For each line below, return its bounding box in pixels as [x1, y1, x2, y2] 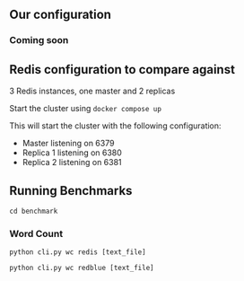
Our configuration [9, 7, 112, 22]
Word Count [9, 227, 64, 240]
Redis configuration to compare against [9, 62, 236, 77]
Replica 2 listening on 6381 [22, 157, 123, 168]
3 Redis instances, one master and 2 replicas [9, 85, 176, 97]
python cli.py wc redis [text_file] [9, 248, 146, 257]
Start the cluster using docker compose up [9, 103, 161, 114]
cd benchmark [9, 206, 58, 215]
